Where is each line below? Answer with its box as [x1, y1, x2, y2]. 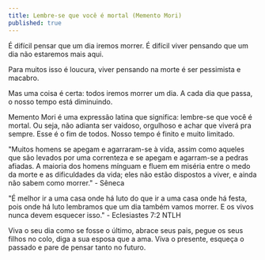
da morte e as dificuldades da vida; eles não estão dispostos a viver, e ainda [8, 170, 257, 179]
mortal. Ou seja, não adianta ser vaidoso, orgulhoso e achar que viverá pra [8, 120, 252, 130]
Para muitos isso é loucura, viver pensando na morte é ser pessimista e [8, 64, 241, 74]
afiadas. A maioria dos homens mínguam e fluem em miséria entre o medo [8, 161, 251, 170]
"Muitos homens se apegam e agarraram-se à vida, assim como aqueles [8, 144, 245, 154]
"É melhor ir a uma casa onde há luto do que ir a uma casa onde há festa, [8, 193, 248, 203]
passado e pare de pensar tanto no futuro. [8, 243, 146, 252]
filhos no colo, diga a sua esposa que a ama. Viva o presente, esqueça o [8, 234, 244, 243]
